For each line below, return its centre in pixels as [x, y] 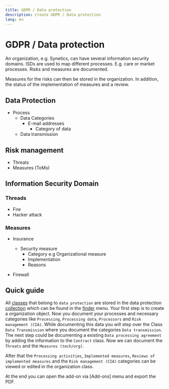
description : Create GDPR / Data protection [53, 15]
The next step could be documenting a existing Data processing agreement [83, 335]
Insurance [23, 238]
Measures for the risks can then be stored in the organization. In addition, [82, 79]
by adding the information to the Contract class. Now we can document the [84, 340]
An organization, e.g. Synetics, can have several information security [77, 58]
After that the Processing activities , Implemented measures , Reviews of [80, 356]
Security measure [39, 249]
